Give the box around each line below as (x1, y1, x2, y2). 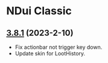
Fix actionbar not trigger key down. (14, 43, 103, 51)
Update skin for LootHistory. (14, 50, 86, 57)
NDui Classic (6, 4, 72, 18)
